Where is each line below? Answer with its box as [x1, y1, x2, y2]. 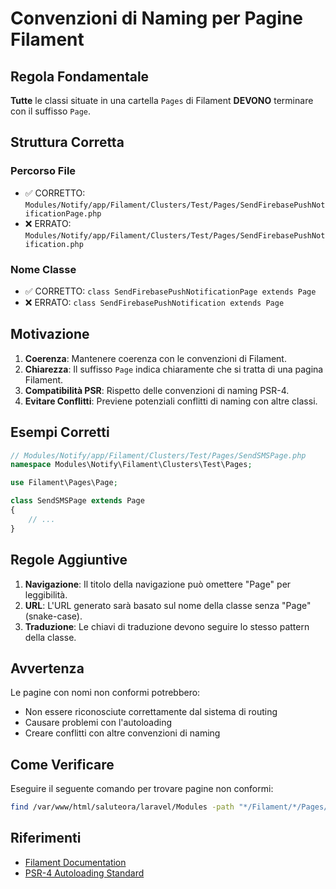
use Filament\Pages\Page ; [10, 478, 118, 488]
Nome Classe [10, 262, 77, 276]
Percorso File [10, 164, 77, 178]
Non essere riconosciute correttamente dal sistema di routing [24, 706, 278, 718]
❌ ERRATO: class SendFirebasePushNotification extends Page [24, 296, 285, 308]
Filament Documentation [24, 856, 127, 868]
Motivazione [10, 326, 90, 343]
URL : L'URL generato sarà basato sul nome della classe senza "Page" [24, 599, 312, 611]
